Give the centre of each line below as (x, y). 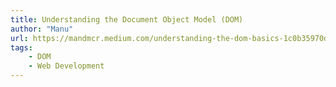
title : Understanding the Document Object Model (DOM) (127, 19)
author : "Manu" (42, 29)
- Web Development (66, 66)
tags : (21, 47)
